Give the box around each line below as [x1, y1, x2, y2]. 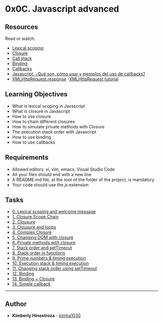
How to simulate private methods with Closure [12, 124, 105, 129]
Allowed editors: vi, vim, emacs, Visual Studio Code [12, 166, 115, 172]
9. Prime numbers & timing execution [12, 255, 86, 261]
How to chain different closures [12, 118, 75, 125]
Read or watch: [5, 36, 35, 41]
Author [5, 300, 27, 308]
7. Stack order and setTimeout [12, 245, 72, 251]
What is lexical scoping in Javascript [12, 103, 85, 109]
